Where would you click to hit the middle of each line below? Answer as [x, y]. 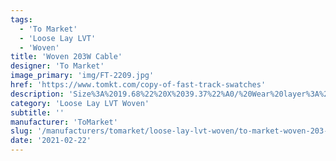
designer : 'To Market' [57, 66]
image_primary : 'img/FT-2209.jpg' [82, 76]
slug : [21, 131]
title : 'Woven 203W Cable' [66, 57]
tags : [21, 19]
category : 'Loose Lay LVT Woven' [80, 103]
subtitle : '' [37, 112]
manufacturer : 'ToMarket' [64, 122]
